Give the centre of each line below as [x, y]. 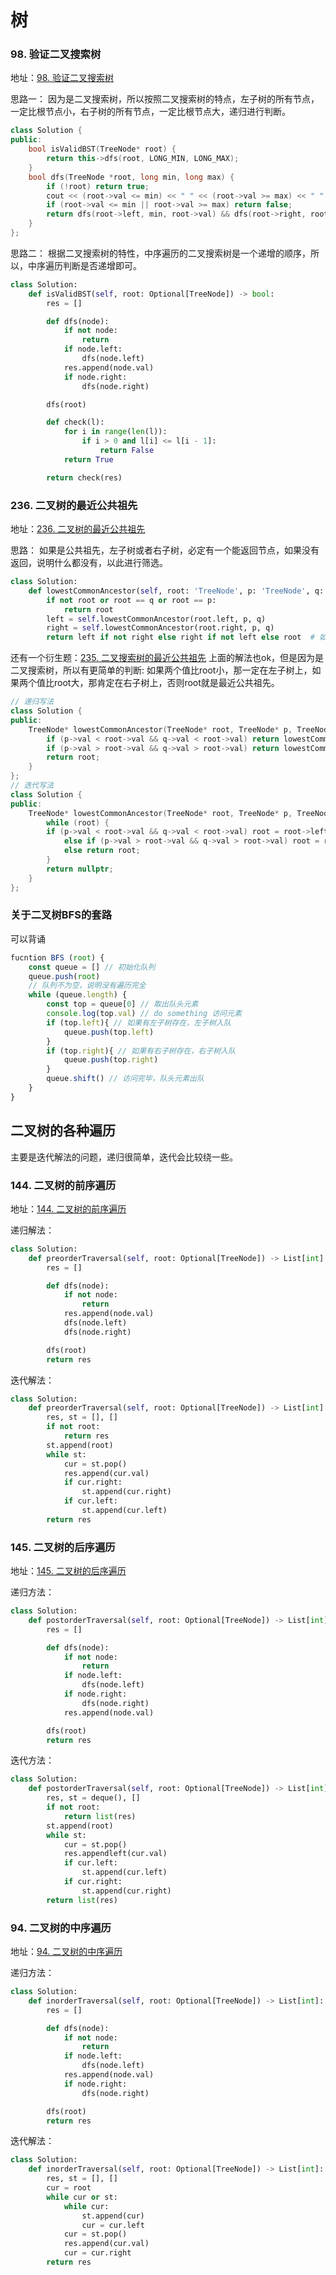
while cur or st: [82, 2197]
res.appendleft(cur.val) [115, 1854]
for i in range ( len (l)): [115, 432]
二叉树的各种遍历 [63, 1131]
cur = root [69, 2188]
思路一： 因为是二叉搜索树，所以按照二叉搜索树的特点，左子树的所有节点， [165, 99]
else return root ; [102, 851]
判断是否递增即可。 [102, 265]
